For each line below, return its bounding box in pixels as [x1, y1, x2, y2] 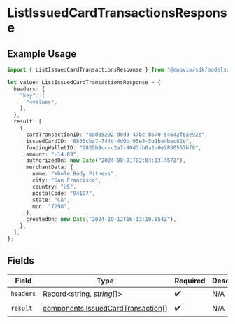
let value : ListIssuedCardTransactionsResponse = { [7, 79, 161, 86]
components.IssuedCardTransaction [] [43, 304, 168, 313]
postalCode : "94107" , [32, 189, 96, 197]
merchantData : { [25, 163, 73, 171]
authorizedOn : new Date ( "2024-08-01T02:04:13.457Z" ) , [25, 157, 187, 164]
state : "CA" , [32, 196, 71, 203]
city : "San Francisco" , [32, 177, 101, 184]
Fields [7, 255, 35, 267]
